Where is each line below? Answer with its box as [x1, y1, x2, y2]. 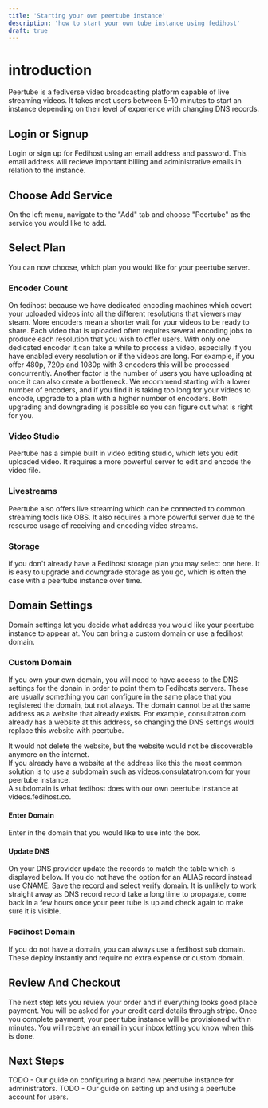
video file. [8, 466, 41, 475]
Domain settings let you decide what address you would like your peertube [8, 620, 254, 629]
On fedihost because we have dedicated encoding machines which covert [8, 301, 253, 310]
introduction [8, 61, 93, 79]
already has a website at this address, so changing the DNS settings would [8, 717, 254, 727]
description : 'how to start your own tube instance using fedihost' [8, 19, 241, 27]
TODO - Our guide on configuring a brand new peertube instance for [8, 1075, 235, 1085]
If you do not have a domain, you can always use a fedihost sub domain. [8, 944, 246, 954]
